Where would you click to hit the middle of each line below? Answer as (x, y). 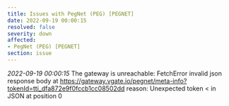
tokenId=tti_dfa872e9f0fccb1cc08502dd (66, 88)
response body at (33, 81)
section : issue (30, 54)
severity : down (30, 34)
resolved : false (31, 27)
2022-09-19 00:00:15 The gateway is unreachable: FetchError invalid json (115, 73)
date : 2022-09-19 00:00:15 (47, 20)
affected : (22, 40)
